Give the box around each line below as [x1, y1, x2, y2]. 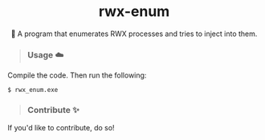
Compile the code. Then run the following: [7, 70, 147, 80]
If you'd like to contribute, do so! [7, 122, 115, 132]
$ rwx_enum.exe [7, 86, 59, 94]
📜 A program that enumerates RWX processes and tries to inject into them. [10, 29, 258, 38]
